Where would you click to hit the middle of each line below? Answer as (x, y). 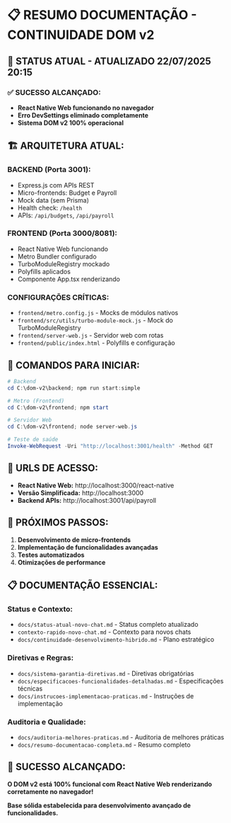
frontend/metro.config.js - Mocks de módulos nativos (98, 313)
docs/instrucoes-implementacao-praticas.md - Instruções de (106, 696)
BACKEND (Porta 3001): (49, 170)
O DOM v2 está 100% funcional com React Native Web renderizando (110, 784)
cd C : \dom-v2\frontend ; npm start (58, 407)
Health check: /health (50, 208)
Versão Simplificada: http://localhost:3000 (81, 493)
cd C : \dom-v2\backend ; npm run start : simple (74, 388)
